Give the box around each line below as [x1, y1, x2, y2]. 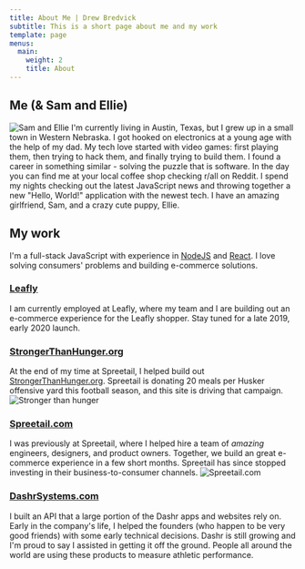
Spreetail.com [9, 418, 74, 431]
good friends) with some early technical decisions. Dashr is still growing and [9, 530, 296, 541]
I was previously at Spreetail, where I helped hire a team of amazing [9, 438, 265, 449]
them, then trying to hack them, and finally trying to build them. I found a [9, 151, 281, 162]
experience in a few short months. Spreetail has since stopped [51, 457, 287, 469]
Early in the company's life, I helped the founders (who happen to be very [9, 520, 286, 531]
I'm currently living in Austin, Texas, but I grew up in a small [71, 122, 294, 133]
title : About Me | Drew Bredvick [9, 13, 137, 23]
